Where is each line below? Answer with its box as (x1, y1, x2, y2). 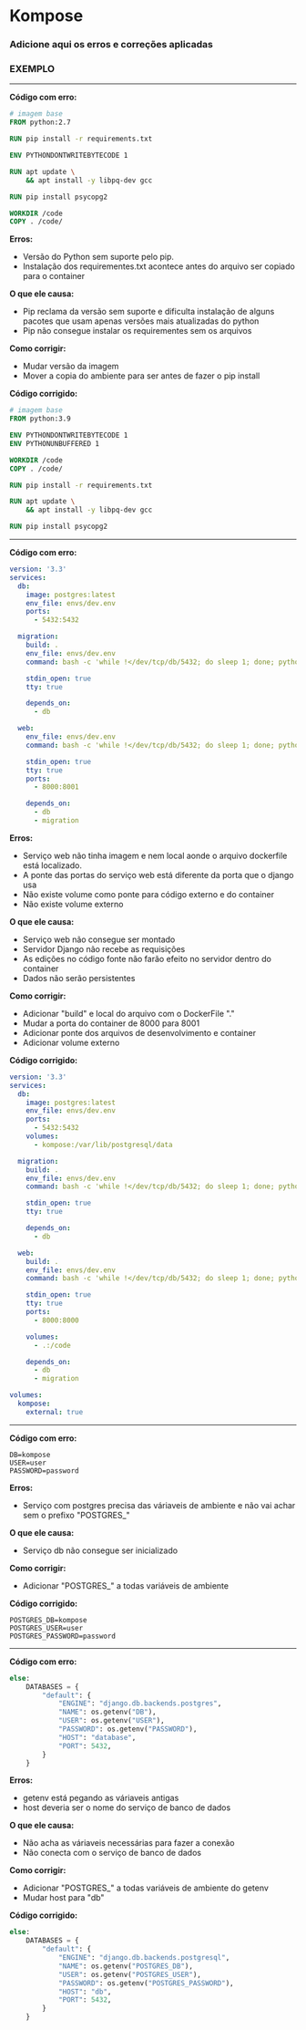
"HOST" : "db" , (57, 1987, 112, 1996)
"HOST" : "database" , (57, 1733, 137, 1742)
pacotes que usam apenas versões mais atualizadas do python (22, 316, 260, 326)
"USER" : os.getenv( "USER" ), (57, 1716, 166, 1725)
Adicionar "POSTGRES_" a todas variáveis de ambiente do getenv (22, 1882, 269, 1893)
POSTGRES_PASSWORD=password (9, 1631, 117, 1641)
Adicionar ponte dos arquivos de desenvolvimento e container (22, 1027, 257, 1038)
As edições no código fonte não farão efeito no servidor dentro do (22, 953, 271, 964)
